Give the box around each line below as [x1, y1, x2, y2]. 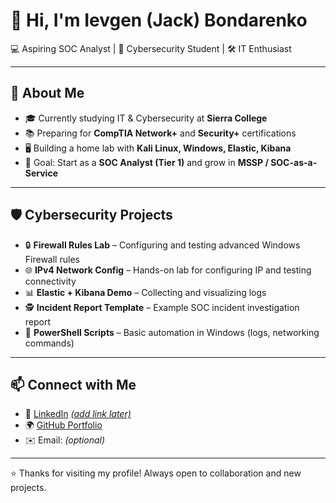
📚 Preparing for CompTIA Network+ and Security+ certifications [24, 127, 297, 139]
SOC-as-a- [270, 156, 318, 168]
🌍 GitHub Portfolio [24, 419, 103, 431]
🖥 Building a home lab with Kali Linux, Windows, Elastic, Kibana [24, 142, 292, 154]
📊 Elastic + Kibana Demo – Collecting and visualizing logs [24, 286, 267, 298]
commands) [24, 337, 75, 349]
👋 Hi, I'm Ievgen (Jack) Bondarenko [10, 9, 308, 32]
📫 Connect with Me [10, 376, 137, 393]
